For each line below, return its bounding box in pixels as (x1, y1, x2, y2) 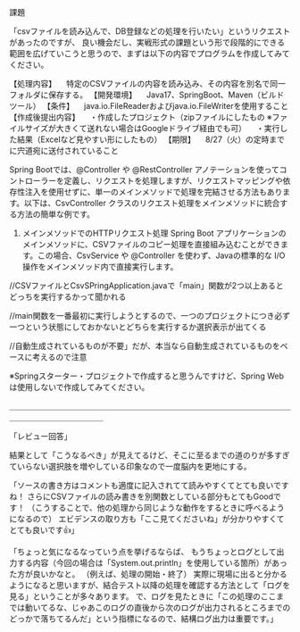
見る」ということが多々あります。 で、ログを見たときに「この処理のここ (9, 591, 277, 602)
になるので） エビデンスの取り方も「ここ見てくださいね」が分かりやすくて (9, 513, 285, 524)
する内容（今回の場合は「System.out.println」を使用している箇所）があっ (16, 558, 287, 568)
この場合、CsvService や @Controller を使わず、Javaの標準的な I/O (37, 250, 286, 261)
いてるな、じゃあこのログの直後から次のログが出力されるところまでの (32, 603, 291, 612)
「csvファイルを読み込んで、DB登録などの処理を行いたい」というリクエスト (9, 26, 291, 37)
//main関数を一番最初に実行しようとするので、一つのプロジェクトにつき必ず (9, 311, 290, 320)
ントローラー (9, 176, 56, 186)
